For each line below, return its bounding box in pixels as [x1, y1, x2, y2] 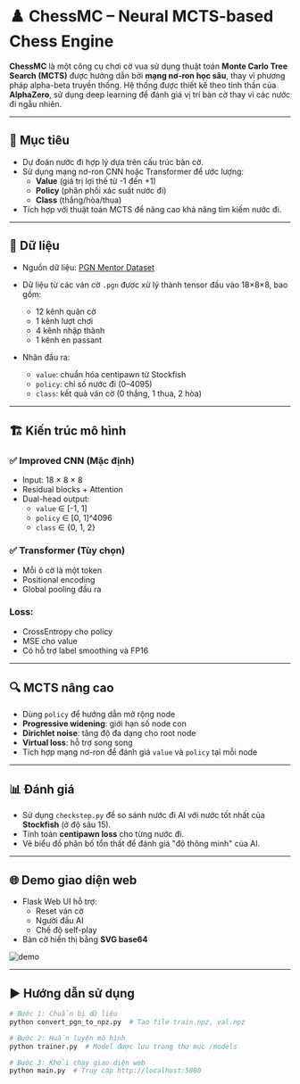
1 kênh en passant [35, 335, 103, 345]
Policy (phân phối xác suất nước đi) [35, 185, 167, 195]
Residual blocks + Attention [21, 484, 123, 495]
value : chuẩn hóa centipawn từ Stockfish [35, 368, 187, 379]
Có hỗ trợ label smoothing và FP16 [21, 645, 149, 656]
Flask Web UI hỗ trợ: [21, 897, 97, 907]
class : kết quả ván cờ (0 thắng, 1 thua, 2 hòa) [35, 388, 203, 399]
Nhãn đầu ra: [21, 352, 71, 362]
